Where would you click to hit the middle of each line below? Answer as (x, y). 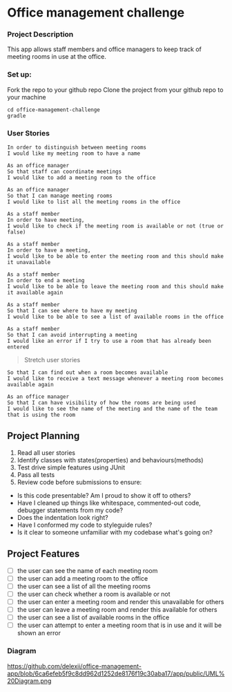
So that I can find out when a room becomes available (88, 373)
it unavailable (29, 263)
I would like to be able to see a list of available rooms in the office (116, 317)
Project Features (43, 554)
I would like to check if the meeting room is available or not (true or (116, 226)
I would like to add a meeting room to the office (81, 178)
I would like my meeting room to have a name (74, 153)
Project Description (40, 35)
